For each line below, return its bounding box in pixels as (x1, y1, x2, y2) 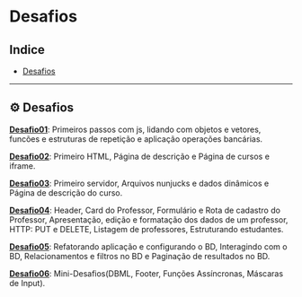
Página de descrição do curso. (9, 187, 123, 198)
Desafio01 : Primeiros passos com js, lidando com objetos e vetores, (9, 124, 262, 135)
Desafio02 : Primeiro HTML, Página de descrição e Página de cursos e (9, 151, 270, 162)
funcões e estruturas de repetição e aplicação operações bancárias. (9, 133, 263, 144)
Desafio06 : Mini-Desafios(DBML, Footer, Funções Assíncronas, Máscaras (9, 267, 284, 279)
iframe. (9, 160, 36, 171)
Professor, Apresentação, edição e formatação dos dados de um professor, (9, 214, 289, 225)
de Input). (9, 277, 46, 288)
